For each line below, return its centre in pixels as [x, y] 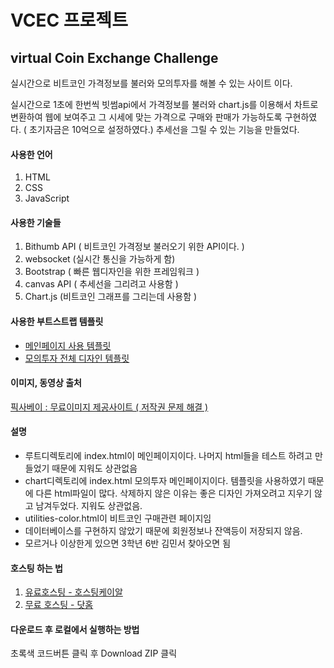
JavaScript [47, 198]
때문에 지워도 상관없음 [94, 468]
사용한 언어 [31, 154]
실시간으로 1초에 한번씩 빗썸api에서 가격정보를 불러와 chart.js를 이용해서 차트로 [164, 104]
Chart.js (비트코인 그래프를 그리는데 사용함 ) [111, 297]
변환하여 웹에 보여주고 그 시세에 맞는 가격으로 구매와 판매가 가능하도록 [146, 117]
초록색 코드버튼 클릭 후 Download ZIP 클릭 [94, 653]
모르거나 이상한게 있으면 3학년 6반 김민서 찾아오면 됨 [128, 543]
